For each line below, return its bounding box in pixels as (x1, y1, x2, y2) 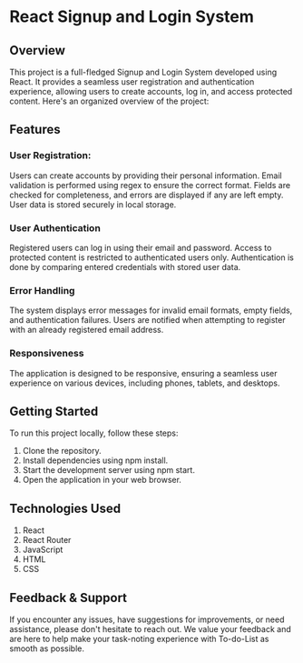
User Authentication (9, 221, 102, 234)
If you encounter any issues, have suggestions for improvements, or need (9, 614, 285, 625)
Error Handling (9, 284, 75, 296)
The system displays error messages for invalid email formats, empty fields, (9, 305, 293, 316)
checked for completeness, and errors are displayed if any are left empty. (9, 189, 284, 200)
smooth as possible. (9, 643, 84, 654)
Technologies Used (9, 500, 121, 516)
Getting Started (9, 403, 99, 419)
